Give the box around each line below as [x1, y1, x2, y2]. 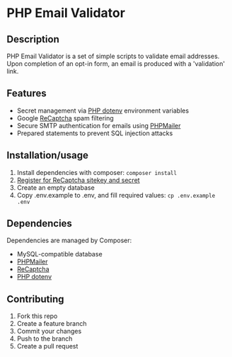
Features [6, 87, 47, 100]
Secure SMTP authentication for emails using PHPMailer [16, 121, 181, 130]
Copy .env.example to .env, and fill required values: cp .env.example [16, 191, 216, 199]
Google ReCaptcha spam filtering [16, 113, 114, 122]
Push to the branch [16, 334, 73, 343]
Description [6, 33, 59, 45]
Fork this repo [16, 312, 58, 320]
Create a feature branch [16, 319, 87, 328]
